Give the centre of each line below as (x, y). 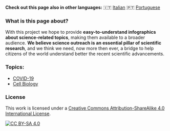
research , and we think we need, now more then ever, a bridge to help (80, 49)
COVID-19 (23, 78)
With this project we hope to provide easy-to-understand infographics (81, 32)
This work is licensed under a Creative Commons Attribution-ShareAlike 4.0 (85, 108)
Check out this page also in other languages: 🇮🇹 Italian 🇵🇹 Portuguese (83, 7)
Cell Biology (25, 83)
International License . (28, 113)
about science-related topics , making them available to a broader (75, 37)
